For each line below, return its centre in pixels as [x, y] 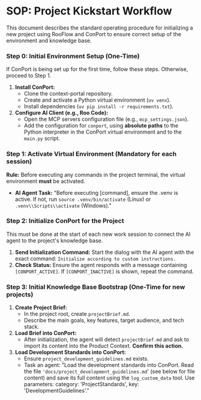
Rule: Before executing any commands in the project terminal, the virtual [96, 174]
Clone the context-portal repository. [68, 94]
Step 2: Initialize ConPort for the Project [65, 221]
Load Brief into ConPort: [46, 333]
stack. [31, 327]
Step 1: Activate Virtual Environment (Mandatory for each [91, 154]
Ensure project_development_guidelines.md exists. [86, 358]
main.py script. [42, 138]
